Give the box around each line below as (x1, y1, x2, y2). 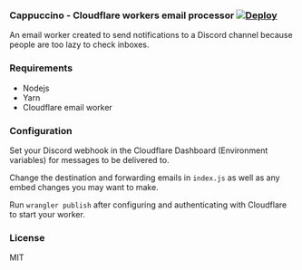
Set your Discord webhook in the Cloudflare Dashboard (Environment (9, 145, 268, 156)
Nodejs (22, 82, 50, 93)
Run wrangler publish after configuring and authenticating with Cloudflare (9, 199, 287, 210)
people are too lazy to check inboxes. (9, 39, 150, 50)
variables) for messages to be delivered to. (9, 154, 170, 165)
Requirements (9, 62, 73, 74)
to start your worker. (9, 208, 86, 219)
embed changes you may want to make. (9, 181, 159, 192)
